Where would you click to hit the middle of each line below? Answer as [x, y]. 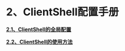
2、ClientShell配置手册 [63, 12]
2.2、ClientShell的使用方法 [40, 42]
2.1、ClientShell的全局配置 [39, 29]
